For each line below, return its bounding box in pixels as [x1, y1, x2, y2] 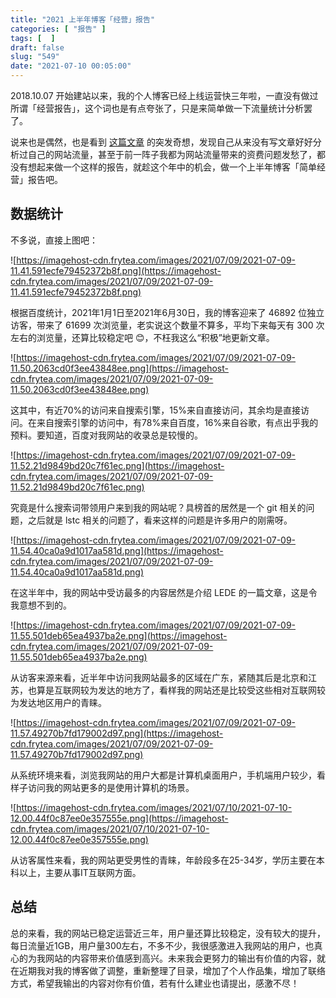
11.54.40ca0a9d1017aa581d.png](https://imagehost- [10, 544, 224, 556]
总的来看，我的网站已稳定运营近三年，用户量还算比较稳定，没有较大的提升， [10, 927, 326, 939]
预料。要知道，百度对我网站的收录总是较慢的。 [10, 429, 203, 441]
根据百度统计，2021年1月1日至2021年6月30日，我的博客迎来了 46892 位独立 [10, 306, 325, 318]
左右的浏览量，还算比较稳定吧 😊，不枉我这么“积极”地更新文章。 [10, 331, 275, 343]
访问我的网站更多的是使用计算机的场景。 [27, 781, 195, 793]
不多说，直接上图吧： [10, 234, 98, 246]
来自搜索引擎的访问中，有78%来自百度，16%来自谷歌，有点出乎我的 [36, 416, 319, 428]
